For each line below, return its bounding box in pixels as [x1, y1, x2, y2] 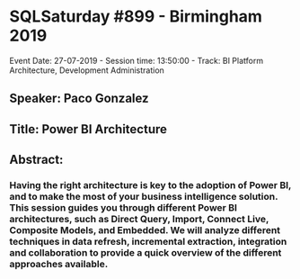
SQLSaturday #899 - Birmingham [9, 6, 263, 27]
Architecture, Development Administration [9, 65, 164, 76]
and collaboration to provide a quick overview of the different [9, 247, 282, 259]
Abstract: [9, 152, 64, 167]
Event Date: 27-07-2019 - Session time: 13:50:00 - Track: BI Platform [9, 55, 263, 66]
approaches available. [9, 258, 109, 271]
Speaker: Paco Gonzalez [9, 91, 150, 106]
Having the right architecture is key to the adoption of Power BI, [9, 179, 292, 192]
